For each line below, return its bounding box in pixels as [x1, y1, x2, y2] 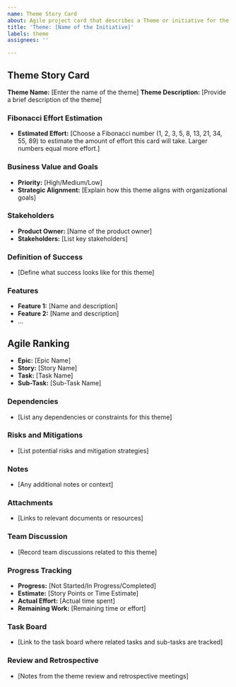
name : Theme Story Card [7, 10, 78, 18]
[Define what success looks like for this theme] [17, 268, 155, 277]
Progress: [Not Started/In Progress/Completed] [17, 581, 157, 590]
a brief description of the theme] [7, 95, 102, 103]
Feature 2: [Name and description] [17, 310, 119, 318]
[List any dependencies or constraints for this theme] [17, 412, 172, 421]
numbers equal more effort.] [17, 144, 100, 153]
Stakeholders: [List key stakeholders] [17, 234, 129, 243]
